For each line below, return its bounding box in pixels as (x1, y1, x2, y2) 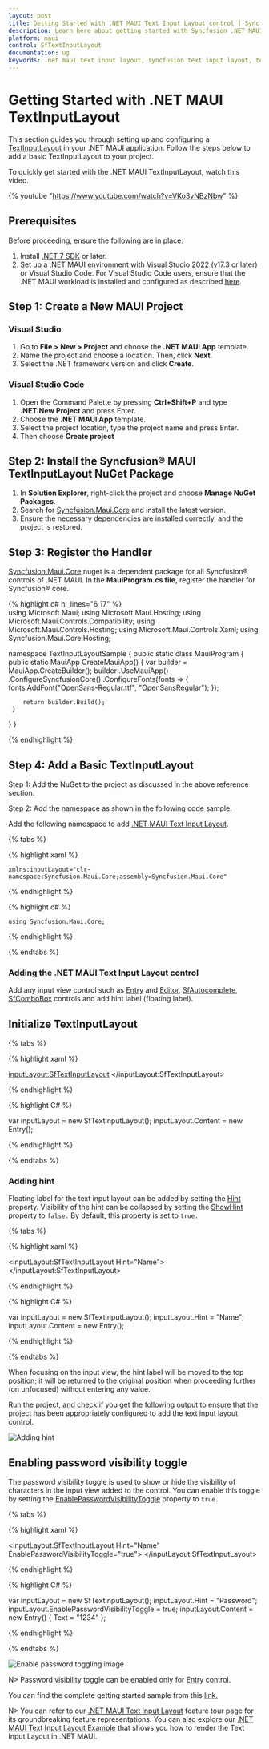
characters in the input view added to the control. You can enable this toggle (8, 1485, 260, 1495)
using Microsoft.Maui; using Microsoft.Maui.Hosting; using (8, 608, 202, 618)
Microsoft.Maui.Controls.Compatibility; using (8, 616, 155, 626)
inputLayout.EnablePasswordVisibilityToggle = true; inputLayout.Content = (8, 1604, 254, 1614)
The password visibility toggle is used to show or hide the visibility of (8, 1477, 236, 1487)
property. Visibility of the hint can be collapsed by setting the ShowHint (8, 1203, 243, 1212)
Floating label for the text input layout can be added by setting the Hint (8, 1194, 242, 1203)
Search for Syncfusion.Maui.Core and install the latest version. (19, 506, 227, 515)
